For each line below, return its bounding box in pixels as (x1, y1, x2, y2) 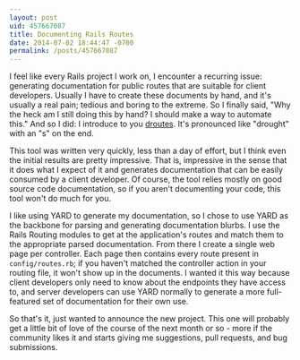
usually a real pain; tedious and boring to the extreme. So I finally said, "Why (9, 99, 291, 110)
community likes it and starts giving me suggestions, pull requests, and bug (9, 332, 288, 343)
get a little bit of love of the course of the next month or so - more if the (9, 323, 273, 334)
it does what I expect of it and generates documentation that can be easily (9, 165, 284, 176)
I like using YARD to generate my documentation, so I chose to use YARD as (9, 210, 289, 221)
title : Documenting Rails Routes (9, 30, 134, 39)
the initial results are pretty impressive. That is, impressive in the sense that (9, 155, 287, 166)
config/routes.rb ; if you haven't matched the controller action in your (9, 258, 267, 269)
